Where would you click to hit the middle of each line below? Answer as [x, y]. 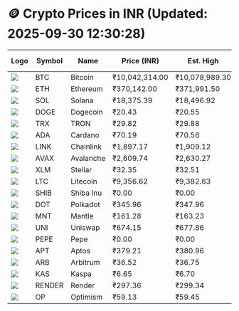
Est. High [203, 60]
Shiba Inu [86, 193]
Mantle [82, 216]
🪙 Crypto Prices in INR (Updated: [108, 14]
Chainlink [86, 147]
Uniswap [85, 227]
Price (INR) [140, 60]
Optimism [87, 297]
